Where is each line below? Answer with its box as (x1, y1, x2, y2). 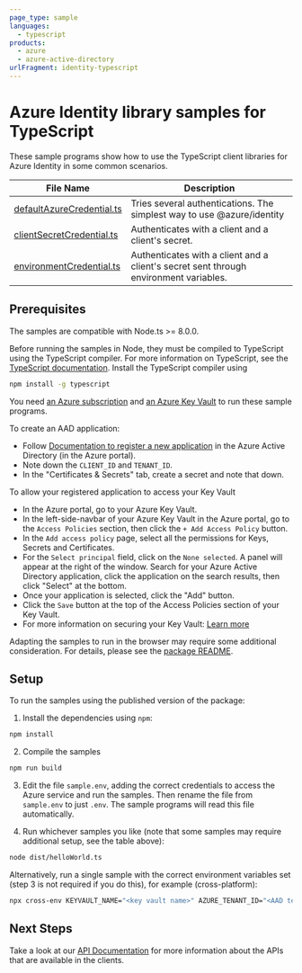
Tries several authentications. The (130, 197, 274, 210)
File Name (46, 182, 90, 194)
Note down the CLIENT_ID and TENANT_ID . (22, 460, 173, 470)
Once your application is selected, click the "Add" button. (22, 590, 235, 601)
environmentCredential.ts (13, 260, 121, 272)
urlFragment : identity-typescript (9, 64, 139, 73)
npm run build (9, 763, 63, 773)
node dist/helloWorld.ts (9, 853, 102, 862)
